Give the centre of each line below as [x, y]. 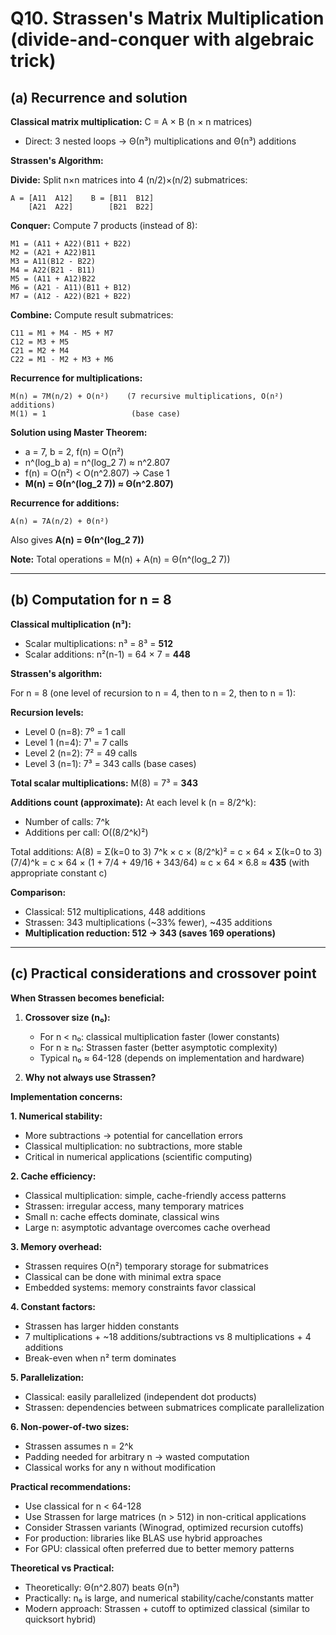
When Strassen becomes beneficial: [87, 998]
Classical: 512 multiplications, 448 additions [115, 911]
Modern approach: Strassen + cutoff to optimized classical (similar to [167, 1608]
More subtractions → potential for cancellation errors [133, 1135]
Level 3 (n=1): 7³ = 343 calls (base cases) [110, 763]
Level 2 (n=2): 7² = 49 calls [81, 753]
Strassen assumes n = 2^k [79, 1446]
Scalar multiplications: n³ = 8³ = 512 [98, 643]
